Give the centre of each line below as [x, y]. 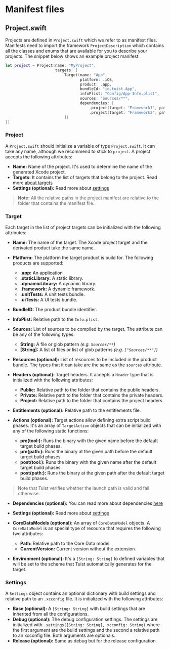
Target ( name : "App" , [86, 75]
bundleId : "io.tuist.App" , [109, 89]
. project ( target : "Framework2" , [123, 112]
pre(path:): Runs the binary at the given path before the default [86, 451]
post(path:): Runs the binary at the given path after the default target [92, 473]
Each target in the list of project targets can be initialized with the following [83, 227]
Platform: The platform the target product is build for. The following [83, 257]
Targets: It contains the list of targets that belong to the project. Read [85, 177]
